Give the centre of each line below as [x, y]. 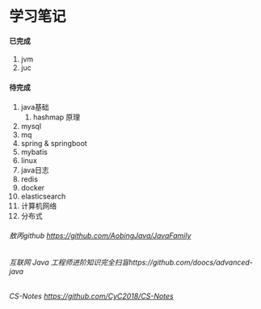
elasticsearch [43, 196]
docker [33, 187]
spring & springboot [54, 143]
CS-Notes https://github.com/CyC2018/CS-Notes [91, 296]
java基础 [35, 106]
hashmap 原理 [57, 117]
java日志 [35, 169]
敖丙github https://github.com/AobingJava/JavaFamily [100, 236]
